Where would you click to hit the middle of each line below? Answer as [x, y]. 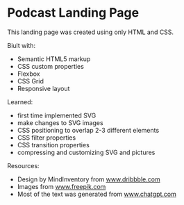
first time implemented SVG [57, 115]
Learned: [20, 101]
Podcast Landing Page [73, 13]
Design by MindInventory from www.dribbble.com [89, 179]
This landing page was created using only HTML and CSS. [91, 32]
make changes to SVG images [60, 122]
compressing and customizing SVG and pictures [86, 152]
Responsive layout [43, 88]
